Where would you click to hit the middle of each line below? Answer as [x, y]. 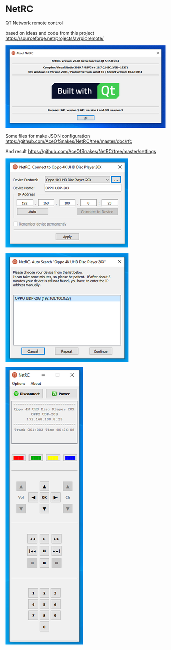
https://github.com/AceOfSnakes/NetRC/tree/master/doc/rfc [69, 141]
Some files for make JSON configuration [48, 136]
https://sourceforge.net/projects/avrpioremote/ [55, 38]
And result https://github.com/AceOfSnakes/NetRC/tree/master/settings [81, 151]
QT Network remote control [34, 23]
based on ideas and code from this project [50, 33]
